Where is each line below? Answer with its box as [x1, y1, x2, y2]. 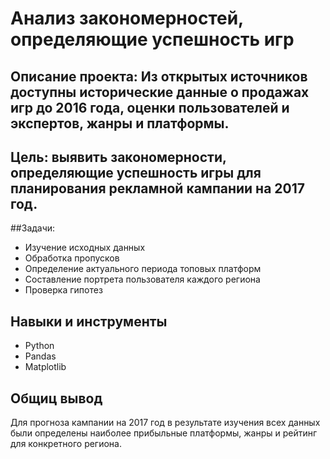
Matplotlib [24, 361, 67, 373]
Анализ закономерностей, [10, 7, 244, 30]
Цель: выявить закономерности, [10, 148, 227, 166]
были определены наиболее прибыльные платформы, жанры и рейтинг [10, 427, 318, 439]
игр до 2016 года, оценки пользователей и [10, 99, 290, 116]
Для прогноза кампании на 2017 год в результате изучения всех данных [10, 417, 321, 429]
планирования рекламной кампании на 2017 [10, 180, 305, 197]
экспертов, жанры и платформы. [10, 115, 230, 132]
